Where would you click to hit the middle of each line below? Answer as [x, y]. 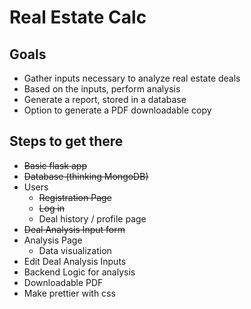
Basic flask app [55, 165]
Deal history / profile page [92, 218]
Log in [52, 208]
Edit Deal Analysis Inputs [75, 261]
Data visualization [75, 250]
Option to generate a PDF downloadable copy [117, 110]
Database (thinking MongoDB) [86, 176]
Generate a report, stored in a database [105, 99]
